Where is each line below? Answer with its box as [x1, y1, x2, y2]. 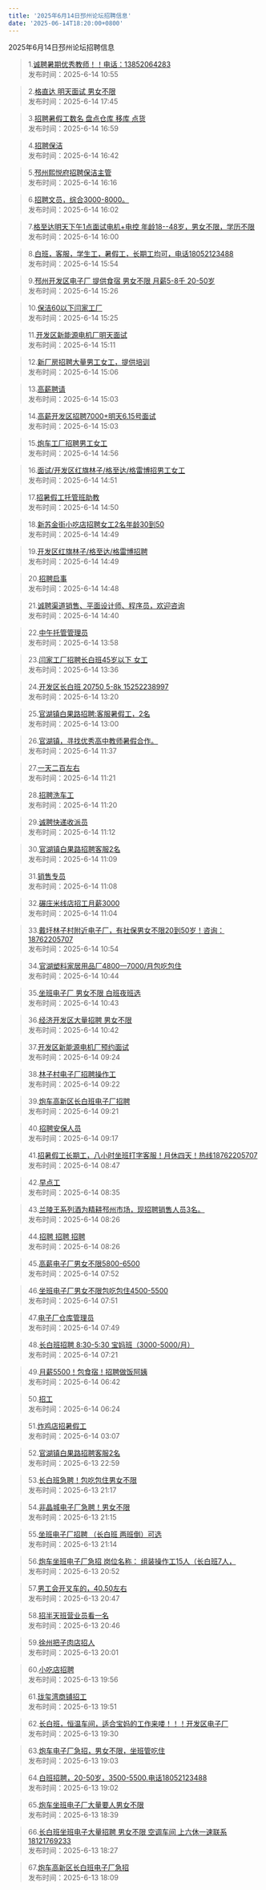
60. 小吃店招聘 [27, 1665, 75, 1674]
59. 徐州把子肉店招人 [27, 1637, 95, 1647]
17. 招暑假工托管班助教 [27, 492, 100, 502]
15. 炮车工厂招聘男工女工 [27, 438, 108, 447]
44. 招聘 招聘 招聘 [27, 1232, 86, 1241]
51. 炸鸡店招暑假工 [27, 1421, 87, 1431]
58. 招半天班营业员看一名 [27, 1610, 110, 1620]
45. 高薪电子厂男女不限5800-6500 [27, 1258, 140, 1268]
